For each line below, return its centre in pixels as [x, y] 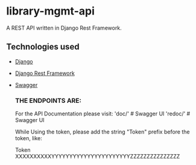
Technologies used [43, 47]
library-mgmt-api [50, 11]
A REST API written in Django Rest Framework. [64, 28]
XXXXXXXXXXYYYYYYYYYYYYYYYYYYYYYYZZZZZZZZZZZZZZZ [97, 157]
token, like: [28, 138]
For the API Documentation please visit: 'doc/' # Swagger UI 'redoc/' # [103, 114]
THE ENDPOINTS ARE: [48, 100]
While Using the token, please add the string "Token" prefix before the [102, 132]
